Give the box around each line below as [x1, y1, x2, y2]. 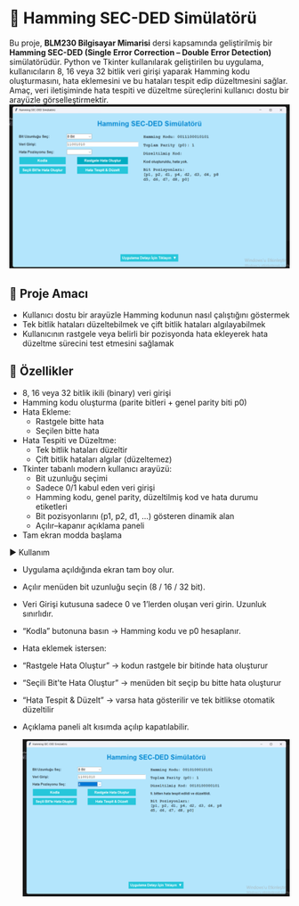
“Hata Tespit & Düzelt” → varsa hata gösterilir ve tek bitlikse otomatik [21, 695, 276, 705]
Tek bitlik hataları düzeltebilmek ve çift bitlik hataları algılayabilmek [21, 319, 266, 330]
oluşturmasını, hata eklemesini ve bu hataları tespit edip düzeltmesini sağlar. [9, 75, 288, 86]
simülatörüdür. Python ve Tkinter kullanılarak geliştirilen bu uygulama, [9, 56, 264, 67]
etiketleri [35, 501, 69, 512]
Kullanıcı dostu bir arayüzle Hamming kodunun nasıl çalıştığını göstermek [21, 309, 291, 320]
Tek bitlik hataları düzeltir [35, 444, 128, 455]
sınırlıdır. [21, 608, 53, 619]
